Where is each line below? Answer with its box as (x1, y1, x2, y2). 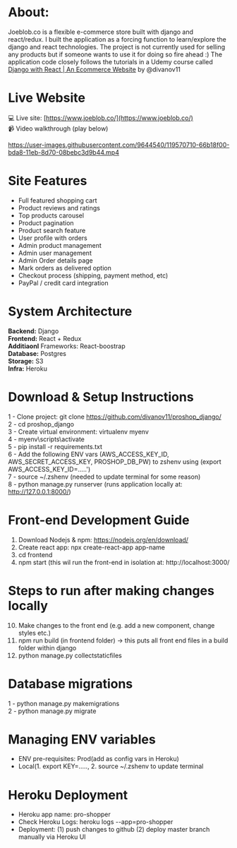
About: (8, 4, 49, 20)
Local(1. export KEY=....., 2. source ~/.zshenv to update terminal (18, 762, 204, 770)
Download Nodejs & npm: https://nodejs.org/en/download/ (18, 535, 189, 544)
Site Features (8, 173, 87, 189)
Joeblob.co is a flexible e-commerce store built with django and (8, 28, 193, 36)
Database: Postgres (8, 349, 66, 357)
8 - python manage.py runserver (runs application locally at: (8, 479, 183, 488)
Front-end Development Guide (8, 512, 190, 528)
